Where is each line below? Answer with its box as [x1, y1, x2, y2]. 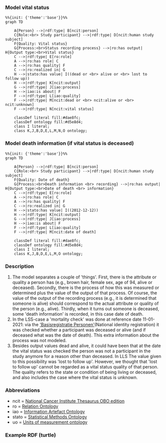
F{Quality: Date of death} [14, 177, 70, 182]
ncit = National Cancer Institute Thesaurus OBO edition [12, 398, 125, 404]
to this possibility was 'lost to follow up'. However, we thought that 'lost [12, 358, 158, 364]
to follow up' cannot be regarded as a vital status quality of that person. [12, 363, 159, 369]
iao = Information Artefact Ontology [12, 409, 85, 415]
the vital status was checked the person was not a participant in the [12, 348, 151, 354]
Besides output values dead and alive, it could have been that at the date [12, 343, 161, 349]
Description [5, 263, 34, 269]
